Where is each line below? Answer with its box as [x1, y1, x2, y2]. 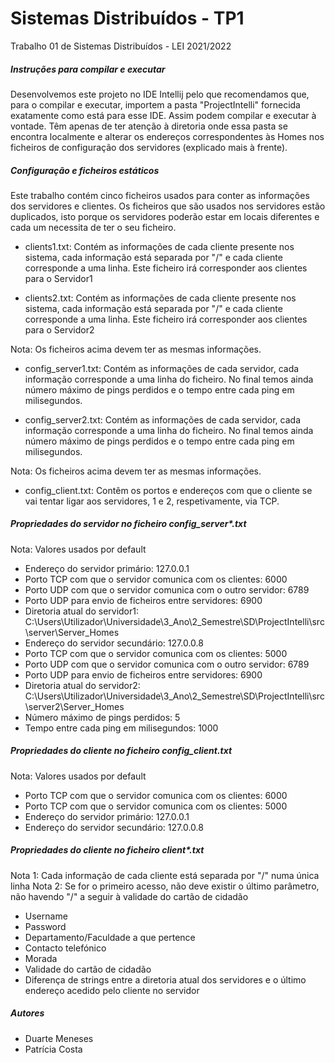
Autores [10, 1007, 45, 1019]
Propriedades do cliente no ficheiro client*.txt [10, 844, 205, 856]
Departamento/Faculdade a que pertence [24, 931, 196, 943]
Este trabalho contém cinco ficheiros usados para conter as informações [10, 189, 310, 201]
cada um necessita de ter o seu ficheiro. [10, 221, 177, 233]
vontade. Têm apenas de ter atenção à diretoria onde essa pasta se [10, 120, 288, 132]
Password [24, 920, 67, 932]
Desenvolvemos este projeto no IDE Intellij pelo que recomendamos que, [10, 88, 310, 100]
